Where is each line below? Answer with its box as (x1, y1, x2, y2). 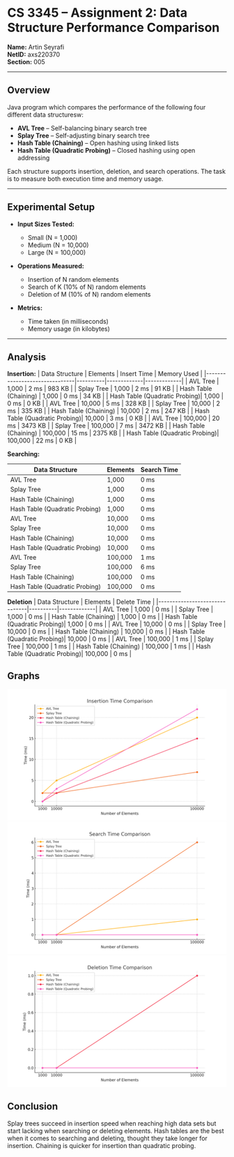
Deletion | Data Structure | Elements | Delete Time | (7, 598, 155, 606)
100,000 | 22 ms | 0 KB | (7, 436, 77, 445)
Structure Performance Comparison (7, 20, 220, 36)
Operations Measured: (17, 262, 85, 270)
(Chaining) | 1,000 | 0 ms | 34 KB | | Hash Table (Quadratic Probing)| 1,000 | (7, 392, 224, 401)
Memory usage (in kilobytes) (27, 324, 110, 333)
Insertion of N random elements (27, 275, 120, 283)
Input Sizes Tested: (17, 220, 75, 228)
